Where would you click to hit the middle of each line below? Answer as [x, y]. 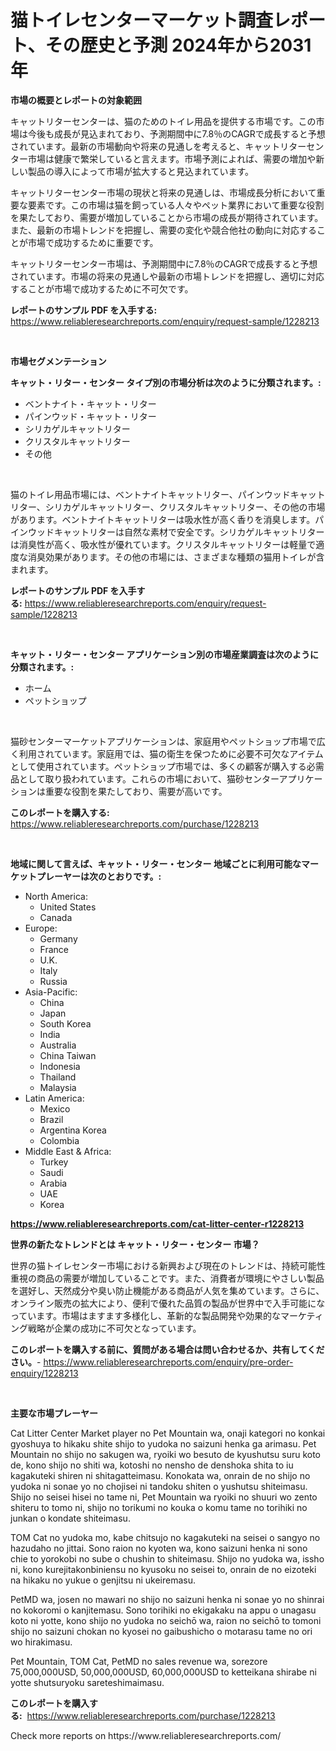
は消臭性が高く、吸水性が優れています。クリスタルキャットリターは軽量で [163, 544]
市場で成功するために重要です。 [93, 242]
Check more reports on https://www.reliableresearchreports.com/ [146, 1735]
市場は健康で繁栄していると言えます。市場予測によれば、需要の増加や [172, 158]
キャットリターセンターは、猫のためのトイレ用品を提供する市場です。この [163, 121]
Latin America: [54, 1098]
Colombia [59, 1140]
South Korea [65, 1023]
